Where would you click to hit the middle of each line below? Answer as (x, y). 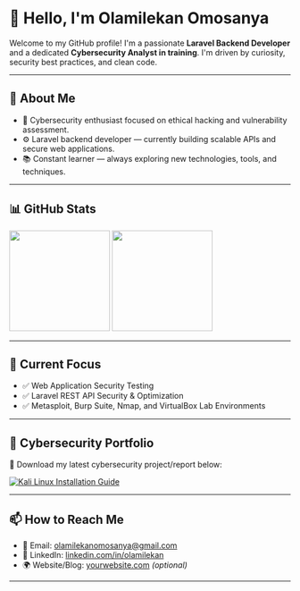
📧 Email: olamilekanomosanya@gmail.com (100, 545)
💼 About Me (42, 99)
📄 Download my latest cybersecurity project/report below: (116, 465)
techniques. (44, 171)
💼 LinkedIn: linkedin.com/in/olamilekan (93, 555)
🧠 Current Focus (55, 364)
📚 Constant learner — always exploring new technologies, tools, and (149, 158)
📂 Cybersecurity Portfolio (82, 443)
